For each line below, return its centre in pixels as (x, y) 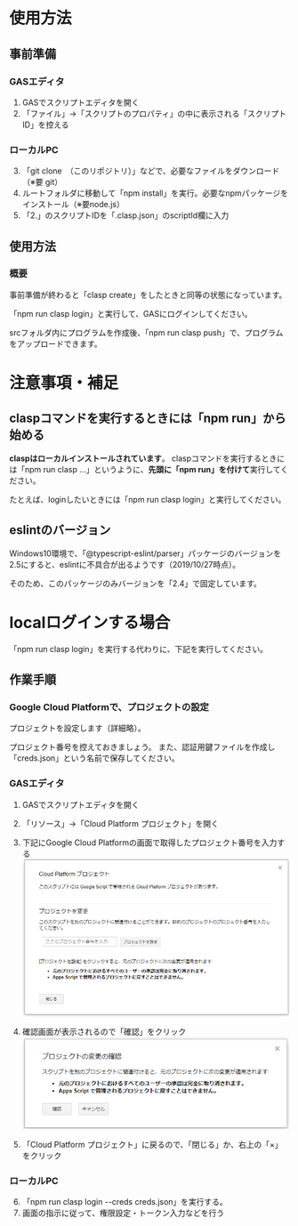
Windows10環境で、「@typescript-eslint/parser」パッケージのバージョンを (145, 553)
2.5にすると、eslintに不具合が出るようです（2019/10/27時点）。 (125, 564)
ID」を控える (45, 125)
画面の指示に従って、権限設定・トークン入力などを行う (123, 1213)
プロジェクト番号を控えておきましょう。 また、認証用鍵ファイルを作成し (142, 747)
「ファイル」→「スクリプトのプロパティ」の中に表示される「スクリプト (154, 113)
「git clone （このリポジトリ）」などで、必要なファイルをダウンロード (151, 171)
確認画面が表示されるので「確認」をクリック (104, 1032)
